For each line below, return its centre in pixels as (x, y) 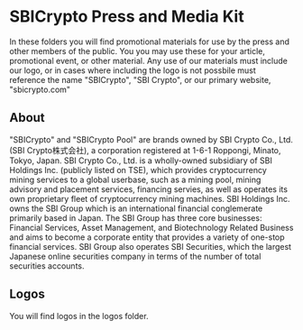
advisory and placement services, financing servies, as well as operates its (149, 189)
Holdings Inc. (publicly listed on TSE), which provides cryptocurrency (138, 170)
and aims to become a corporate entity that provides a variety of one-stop (147, 237)
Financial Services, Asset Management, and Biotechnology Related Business (151, 227)
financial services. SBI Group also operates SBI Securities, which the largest (150, 246)
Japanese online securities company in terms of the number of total (135, 256)
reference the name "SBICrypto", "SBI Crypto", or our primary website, (140, 79)
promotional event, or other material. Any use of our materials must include (149, 60)
